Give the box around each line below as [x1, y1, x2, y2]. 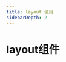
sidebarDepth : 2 [6, 15, 47, 21]
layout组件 [6, 43, 60, 57]
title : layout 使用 [6, 9, 54, 15]
